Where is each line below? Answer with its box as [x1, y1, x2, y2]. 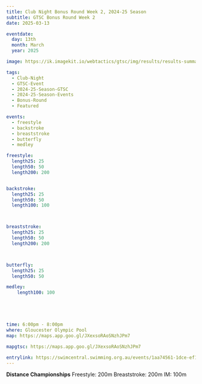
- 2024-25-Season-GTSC [11, 86, 69, 92]
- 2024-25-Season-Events [11, 91, 74, 98]
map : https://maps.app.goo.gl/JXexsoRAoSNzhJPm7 [6, 332, 130, 339]
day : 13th [11, 37, 36, 43]
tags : [6, 69, 20, 75]
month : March [11, 42, 44, 48]
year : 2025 [11, 48, 39, 54]
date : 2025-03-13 [6, 20, 50, 26]
